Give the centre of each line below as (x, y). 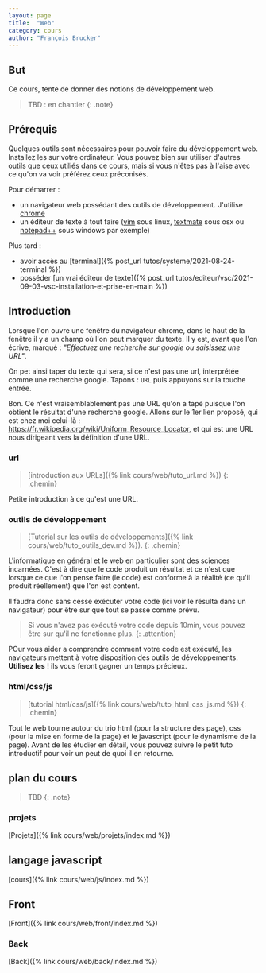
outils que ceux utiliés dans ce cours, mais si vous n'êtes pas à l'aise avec (129, 165)
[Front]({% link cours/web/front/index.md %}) (83, 924)
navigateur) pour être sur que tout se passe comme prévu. (104, 610)
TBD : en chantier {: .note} (70, 105)
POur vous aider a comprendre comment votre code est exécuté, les (120, 649)
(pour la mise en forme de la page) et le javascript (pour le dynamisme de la (132, 736)
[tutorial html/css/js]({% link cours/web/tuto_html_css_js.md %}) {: (137, 704)
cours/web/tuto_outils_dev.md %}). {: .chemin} (104, 545)
